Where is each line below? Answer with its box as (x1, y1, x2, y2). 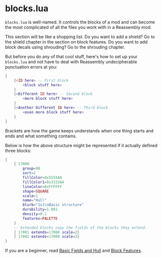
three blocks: (5, 148, 32, 153)
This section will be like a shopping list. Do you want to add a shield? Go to (5, 34, 155, 40)
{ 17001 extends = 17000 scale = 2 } (14, 230, 80, 235)
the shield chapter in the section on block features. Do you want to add (5, 39, 148, 44)
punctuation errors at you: (5, 64, 58, 70)
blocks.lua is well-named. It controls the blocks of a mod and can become (5, 19, 155, 25)
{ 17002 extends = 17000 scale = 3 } (14, 234, 80, 239)
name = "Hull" (22, 198, 47, 203)
